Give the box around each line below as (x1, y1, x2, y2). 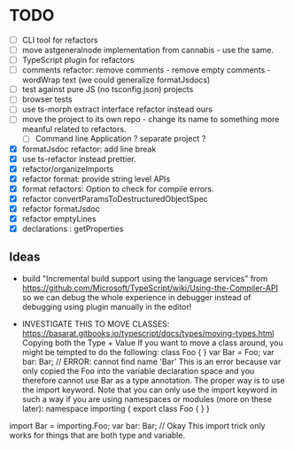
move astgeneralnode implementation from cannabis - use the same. (21, 45, 275, 55)
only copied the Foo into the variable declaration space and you (21, 365, 255, 376)
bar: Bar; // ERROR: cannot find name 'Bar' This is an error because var (21, 356, 282, 367)
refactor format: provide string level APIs (21, 174, 171, 184)
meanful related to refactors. (21, 124, 127, 135)
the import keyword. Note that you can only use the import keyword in (21, 384, 278, 395)
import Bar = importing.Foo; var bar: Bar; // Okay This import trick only (9, 420, 266, 430)
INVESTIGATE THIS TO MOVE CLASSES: (21, 318, 170, 329)
